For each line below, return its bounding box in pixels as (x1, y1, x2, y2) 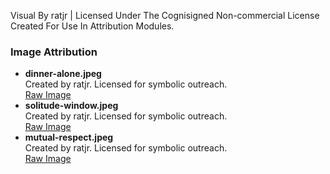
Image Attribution (10, 45, 98, 59)
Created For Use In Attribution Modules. (10, 20, 175, 32)
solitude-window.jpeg (24, 100, 119, 112)
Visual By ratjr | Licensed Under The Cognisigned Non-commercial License (10, 10, 320, 21)
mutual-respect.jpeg (24, 131, 114, 144)
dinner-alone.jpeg (24, 68, 102, 80)
